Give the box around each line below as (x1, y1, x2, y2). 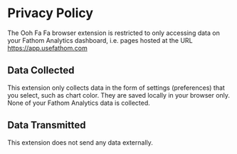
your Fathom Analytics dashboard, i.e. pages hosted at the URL (7, 36, 194, 44)
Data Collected (7, 64, 75, 76)
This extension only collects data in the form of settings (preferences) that (7, 83, 226, 92)
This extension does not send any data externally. (7, 138, 153, 147)
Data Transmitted (7, 119, 86, 131)
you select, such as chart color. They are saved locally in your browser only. (7, 91, 230, 99)
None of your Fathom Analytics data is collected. (7, 98, 151, 107)
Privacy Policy (7, 5, 94, 21)
